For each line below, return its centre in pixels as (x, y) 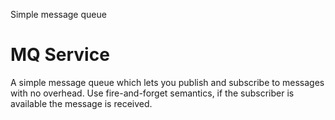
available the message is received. (81, 103)
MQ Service (60, 55)
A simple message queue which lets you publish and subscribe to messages (167, 82)
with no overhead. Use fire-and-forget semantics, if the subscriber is (152, 93)
